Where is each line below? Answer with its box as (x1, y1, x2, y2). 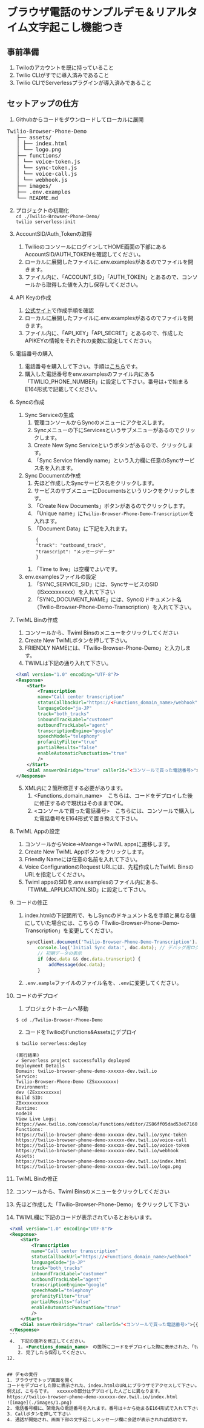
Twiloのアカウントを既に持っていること (15, 64, 114, 71)
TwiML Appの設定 (15, 828, 61, 835)
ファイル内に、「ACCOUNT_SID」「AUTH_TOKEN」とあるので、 (24, 273, 182, 281)
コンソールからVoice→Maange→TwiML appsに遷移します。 (24, 841, 174, 848)
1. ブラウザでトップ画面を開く (7, 1377, 74, 1383)
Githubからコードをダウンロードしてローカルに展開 (15, 116, 144, 123)
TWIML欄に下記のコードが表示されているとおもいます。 (15, 1213, 155, 1221)
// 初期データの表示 (38, 950, 82, 956)
